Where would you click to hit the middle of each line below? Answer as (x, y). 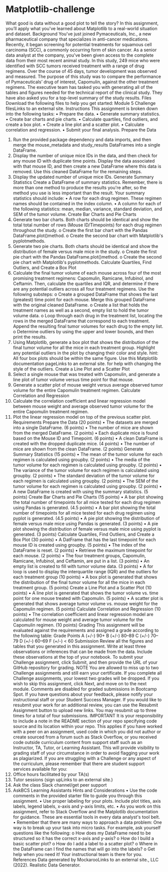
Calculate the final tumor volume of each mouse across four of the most (87, 273)
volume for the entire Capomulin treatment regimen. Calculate (76, 390)
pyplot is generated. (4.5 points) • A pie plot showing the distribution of (86, 518)
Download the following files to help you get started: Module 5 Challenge (81, 103)
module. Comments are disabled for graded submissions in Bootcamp (85, 689)
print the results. (30, 337)
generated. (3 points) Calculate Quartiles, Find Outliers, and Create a (83, 534)
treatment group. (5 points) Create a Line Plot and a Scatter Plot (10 (82, 587)
